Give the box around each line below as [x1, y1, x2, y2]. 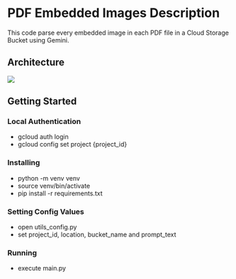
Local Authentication [7, 117, 82, 127]
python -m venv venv [17, 173, 80, 182]
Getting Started [7, 96, 77, 108]
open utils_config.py [17, 223, 77, 232]
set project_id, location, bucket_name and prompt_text [17, 230, 176, 239]
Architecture [7, 57, 65, 69]
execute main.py [17, 264, 66, 273]
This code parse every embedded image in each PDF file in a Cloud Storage [7, 28, 229, 37]
